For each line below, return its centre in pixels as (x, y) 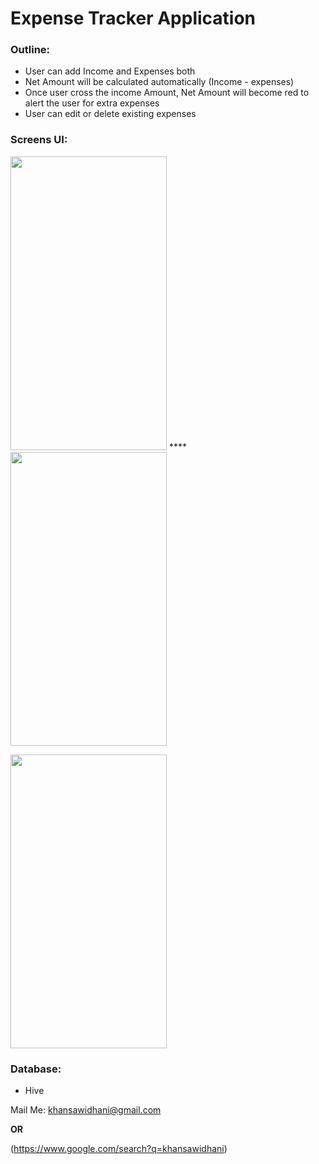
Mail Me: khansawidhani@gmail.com (86, 1110)
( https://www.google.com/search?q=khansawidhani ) (119, 1149)
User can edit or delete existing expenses (110, 114)
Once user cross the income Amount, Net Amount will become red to (167, 93)
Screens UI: (39, 140)
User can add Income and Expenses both (110, 71)
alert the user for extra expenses (92, 103)
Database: (36, 1069)
